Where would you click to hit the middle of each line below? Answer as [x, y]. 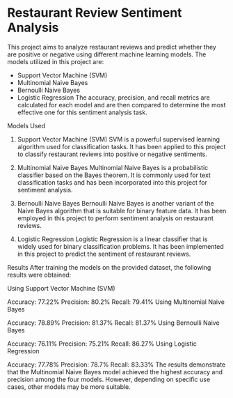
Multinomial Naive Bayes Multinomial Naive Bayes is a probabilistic [113, 167]
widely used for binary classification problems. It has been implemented [120, 246]
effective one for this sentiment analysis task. [82, 112]
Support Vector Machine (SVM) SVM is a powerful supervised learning [119, 139]
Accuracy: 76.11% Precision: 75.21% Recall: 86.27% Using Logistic [102, 344]
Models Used [26, 125]
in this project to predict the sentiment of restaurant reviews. [104, 254]
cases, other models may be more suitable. [69, 386]
